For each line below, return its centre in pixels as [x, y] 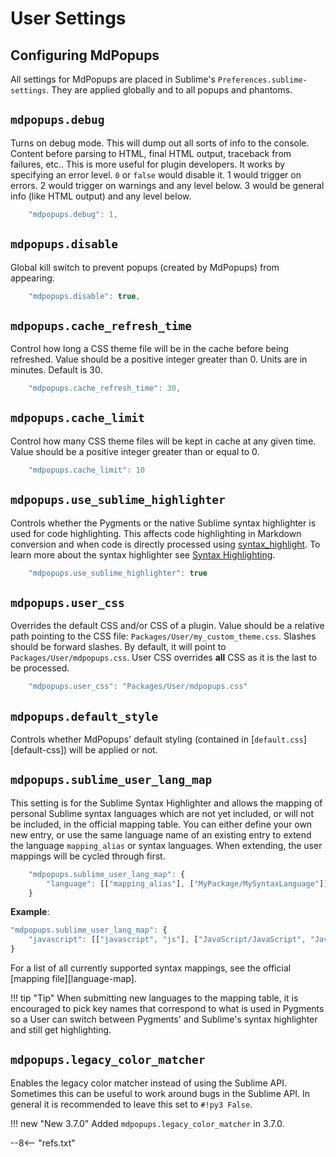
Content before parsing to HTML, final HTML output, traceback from [151, 153]
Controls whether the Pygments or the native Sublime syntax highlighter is [163, 523]
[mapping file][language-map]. [73, 978]
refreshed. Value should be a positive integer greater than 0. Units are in [159, 359]
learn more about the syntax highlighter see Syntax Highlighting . [143, 554]
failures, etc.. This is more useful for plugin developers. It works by [148, 164]
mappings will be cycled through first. [88, 856]
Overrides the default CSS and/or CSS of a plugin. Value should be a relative [167, 626]
